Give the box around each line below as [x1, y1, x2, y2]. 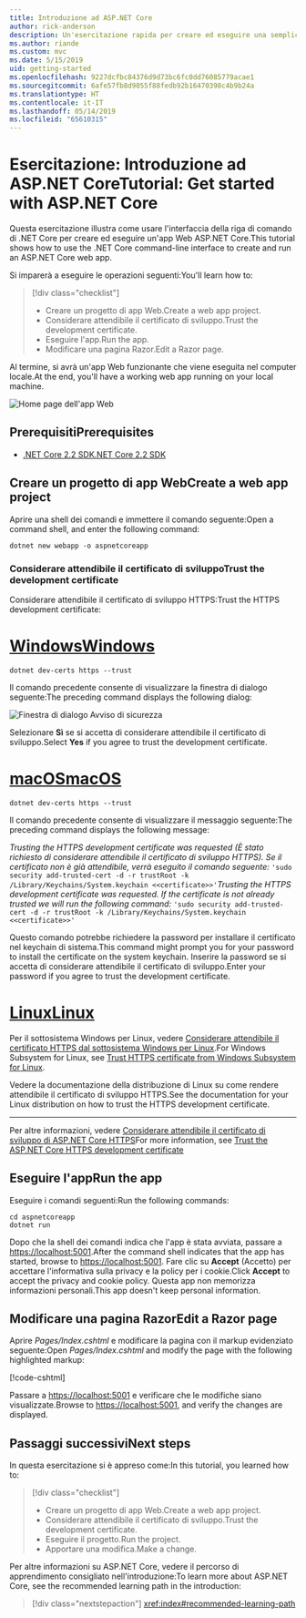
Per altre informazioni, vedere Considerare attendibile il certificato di [9, 1124, 266, 1135]
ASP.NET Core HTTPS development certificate [9, 1144, 184, 1155]
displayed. [9, 1409, 48, 1420]
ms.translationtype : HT [9, 89, 100, 98]
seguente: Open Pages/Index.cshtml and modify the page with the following [9, 1345, 293, 1356]
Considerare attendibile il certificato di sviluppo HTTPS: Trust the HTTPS [9, 594, 280, 605]
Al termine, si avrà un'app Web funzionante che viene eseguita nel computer [9, 362, 297, 373]
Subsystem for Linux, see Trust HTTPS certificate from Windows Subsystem [9, 1051, 296, 1062]
